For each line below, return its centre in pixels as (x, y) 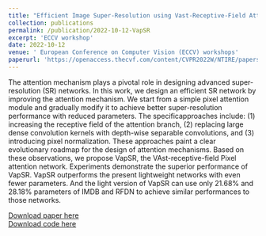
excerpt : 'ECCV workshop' (51, 38)
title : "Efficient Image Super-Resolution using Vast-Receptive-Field (127, 15)
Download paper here (44, 215)
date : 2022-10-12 (37, 45)
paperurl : (25, 60)
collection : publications (51, 23)
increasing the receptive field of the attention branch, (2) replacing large (126, 124)
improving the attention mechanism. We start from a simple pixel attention (129, 99)
